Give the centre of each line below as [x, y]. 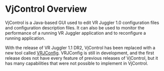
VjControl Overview [46, 9]
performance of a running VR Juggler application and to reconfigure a [75, 33]
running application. [25, 38]
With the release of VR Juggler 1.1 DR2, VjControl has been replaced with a [80, 47]
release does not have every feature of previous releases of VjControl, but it [82, 58]
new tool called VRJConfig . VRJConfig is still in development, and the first [80, 53]
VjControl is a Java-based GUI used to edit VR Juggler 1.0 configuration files [82, 23]
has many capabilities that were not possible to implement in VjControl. [77, 63]
